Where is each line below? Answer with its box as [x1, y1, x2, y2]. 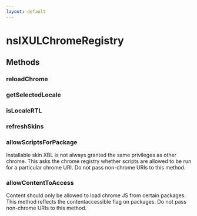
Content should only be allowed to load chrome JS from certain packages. [6, 192, 186, 199]
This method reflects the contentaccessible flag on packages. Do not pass [6, 198, 187, 205]
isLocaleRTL [6, 107, 42, 115]
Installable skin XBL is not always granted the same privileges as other [6, 151, 177, 159]
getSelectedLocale [6, 91, 61, 99]
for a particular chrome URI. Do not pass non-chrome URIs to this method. [6, 164, 186, 171]
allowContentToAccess [6, 179, 74, 187]
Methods [6, 57, 40, 68]
